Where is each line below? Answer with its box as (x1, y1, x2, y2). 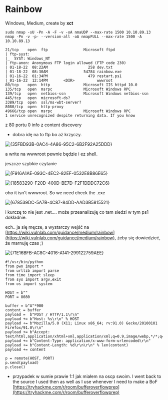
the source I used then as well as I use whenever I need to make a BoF (12, 378, 157, 384)
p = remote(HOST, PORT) (5, 355, 55, 361)
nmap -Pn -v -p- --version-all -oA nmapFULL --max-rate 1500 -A (5, 34, 142, 39)
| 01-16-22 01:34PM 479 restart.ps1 (5, 74, 122, 79)
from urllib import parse (5, 268, 59, 273)
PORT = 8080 (5, 294, 30, 299)
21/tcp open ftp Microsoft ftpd (5, 47, 115, 52)
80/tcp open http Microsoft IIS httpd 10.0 (5, 82, 137, 87)
